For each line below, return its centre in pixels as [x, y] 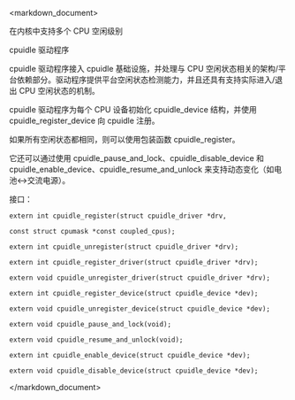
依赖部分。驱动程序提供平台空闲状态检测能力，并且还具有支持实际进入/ [146, 80]
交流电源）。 [49, 180]
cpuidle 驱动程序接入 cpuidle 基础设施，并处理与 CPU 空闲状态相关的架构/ [144, 69]
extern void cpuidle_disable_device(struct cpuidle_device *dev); [134, 371]
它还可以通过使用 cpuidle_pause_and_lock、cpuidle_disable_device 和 [137, 158]
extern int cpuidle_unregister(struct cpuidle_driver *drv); [124, 247]
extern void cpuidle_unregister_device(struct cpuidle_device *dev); [140, 309]
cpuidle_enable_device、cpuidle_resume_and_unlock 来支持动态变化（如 [142, 169]
